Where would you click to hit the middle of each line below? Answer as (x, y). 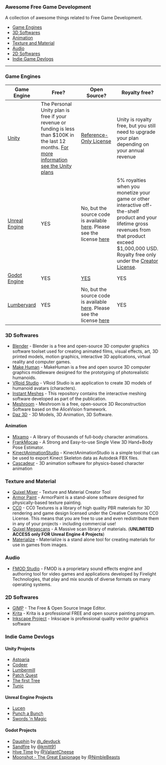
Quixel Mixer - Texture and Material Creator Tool (62, 492)
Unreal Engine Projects (29, 697)
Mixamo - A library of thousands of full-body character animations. (81, 437)
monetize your (134, 192)
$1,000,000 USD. (138, 248)
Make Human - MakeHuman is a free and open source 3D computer (81, 367)
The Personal (56, 104)
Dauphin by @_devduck (36, 741)
